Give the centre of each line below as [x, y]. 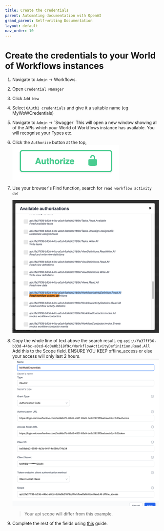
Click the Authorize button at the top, [49, 143]
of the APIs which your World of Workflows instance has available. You [83, 128]
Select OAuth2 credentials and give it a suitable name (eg [70, 108]
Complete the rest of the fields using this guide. [60, 523]
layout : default [21, 26]
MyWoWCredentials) [33, 113]
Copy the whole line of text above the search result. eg [67, 341]
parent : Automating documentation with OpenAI [53, 15]
